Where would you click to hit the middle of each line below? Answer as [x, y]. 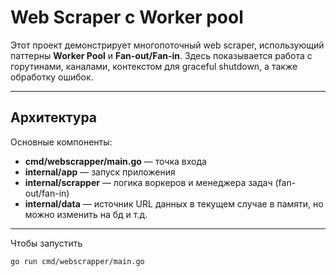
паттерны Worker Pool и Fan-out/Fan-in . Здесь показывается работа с [161, 55]
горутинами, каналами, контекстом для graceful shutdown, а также [154, 66]
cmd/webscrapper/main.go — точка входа [115, 161]
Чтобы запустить [46, 243]
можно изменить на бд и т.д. [86, 214]
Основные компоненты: [61, 142]
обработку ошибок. [52, 77]
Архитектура [54, 117]
